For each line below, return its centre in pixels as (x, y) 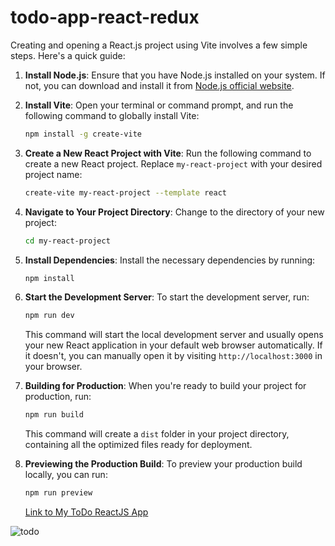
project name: (53, 174)
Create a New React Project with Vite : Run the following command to (168, 153)
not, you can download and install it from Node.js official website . (159, 85)
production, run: (58, 397)
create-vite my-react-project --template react (125, 192)
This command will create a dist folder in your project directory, (157, 434)
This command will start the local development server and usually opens (174, 335)
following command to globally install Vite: (112, 115)
